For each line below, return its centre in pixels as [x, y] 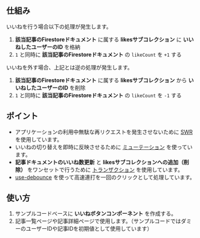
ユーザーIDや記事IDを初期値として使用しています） [89, 229]
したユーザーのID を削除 [56, 88]
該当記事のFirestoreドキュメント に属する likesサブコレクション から [101, 80]
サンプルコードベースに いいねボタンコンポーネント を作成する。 [96, 214]
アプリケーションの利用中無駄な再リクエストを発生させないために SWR [104, 132]
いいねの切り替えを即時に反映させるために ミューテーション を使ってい [104, 147]
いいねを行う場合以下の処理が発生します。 [59, 27]
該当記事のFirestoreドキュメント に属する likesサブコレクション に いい [104, 39]
